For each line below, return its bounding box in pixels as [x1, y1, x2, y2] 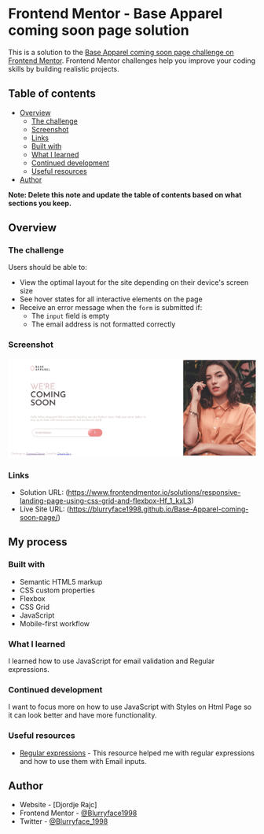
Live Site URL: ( [19, 504, 70, 514]
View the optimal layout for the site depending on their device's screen [19, 278, 249, 287]
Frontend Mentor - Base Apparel [8, 5, 223, 23]
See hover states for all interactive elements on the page [19, 294, 203, 304]
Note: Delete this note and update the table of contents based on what [8, 190, 242, 199]
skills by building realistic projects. [8, 64, 119, 73]
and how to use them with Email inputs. [19, 756, 147, 766]
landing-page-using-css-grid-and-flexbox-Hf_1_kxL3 [19, 496, 192, 505]
